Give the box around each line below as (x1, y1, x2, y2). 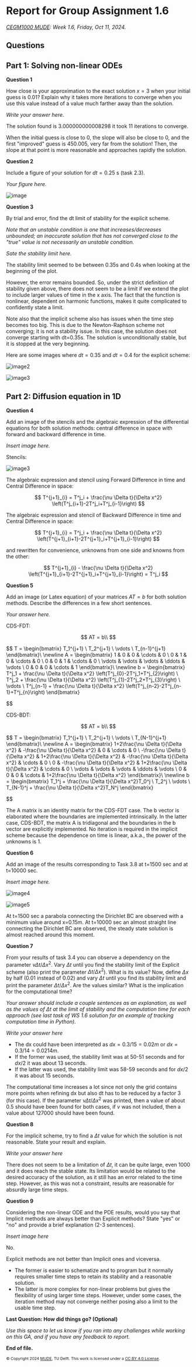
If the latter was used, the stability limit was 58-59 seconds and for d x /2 (14, 1065, 188, 1072)
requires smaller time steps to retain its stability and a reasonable (14, 1273, 171, 1280)
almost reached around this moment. (6, 931, 95, 938)
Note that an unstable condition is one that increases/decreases (6, 226, 162, 233)
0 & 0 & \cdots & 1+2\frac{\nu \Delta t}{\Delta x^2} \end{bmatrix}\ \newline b (6, 771, 190, 778)
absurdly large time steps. (6, 1186, 69, 1193)
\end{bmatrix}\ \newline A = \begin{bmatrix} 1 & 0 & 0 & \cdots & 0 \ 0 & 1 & (6, 651, 187, 658)
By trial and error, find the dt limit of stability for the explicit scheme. (6, 215, 170, 222)
